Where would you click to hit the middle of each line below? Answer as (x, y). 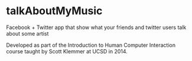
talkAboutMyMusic (54, 11)
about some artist (27, 33)
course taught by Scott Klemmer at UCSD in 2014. (67, 51)
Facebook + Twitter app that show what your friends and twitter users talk (96, 27)
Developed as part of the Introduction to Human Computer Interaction (91, 45)
